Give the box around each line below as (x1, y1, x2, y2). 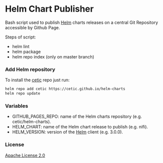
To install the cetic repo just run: (5, 77, 70, 83)
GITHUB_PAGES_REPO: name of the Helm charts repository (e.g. (12, 113, 143, 120)
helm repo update (5, 91, 41, 96)
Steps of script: (5, 34, 36, 40)
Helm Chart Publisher (5, 3, 94, 15)
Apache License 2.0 (5, 152, 45, 158)
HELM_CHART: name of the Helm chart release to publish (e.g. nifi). (12, 124, 148, 130)
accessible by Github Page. (5, 24, 60, 30)
